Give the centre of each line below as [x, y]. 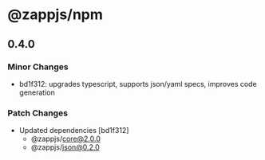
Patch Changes [38, 113]
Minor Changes [38, 67]
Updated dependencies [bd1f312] [74, 131]
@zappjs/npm [55, 15]
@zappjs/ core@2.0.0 [66, 139]
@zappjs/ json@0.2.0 [65, 147]
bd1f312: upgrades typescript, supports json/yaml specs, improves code [138, 84]
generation [37, 92]
